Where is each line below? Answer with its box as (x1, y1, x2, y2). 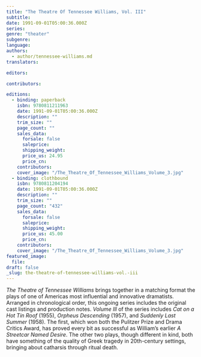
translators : (6, 59, 39, 65)
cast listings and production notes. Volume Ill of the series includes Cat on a (6, 305, 194, 313)
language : (6, 43, 31, 49)
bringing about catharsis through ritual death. (6, 344, 118, 351)
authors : (6, 48, 28, 54)
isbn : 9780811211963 (17, 103, 68, 109)
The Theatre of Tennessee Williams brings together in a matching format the (6, 286, 196, 294)
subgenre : (6, 37, 31, 43)
